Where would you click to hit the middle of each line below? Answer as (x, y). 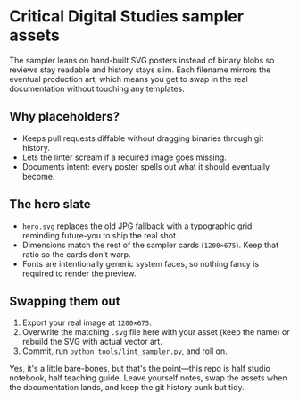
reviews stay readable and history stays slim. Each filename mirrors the (140, 70)
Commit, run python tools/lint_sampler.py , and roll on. (125, 351)
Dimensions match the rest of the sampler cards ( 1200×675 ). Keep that (150, 245)
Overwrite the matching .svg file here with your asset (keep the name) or (156, 332)
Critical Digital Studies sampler (126, 17)
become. (38, 176)
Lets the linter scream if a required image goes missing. (125, 157)
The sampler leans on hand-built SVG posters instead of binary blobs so (142, 60)
